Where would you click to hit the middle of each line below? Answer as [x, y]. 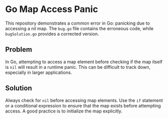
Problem [19, 49]
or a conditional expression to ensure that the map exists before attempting [83, 105]
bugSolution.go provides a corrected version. [52, 34]
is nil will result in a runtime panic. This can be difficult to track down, [78, 67]
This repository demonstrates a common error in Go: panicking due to [77, 23]
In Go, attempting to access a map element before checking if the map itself [84, 62]
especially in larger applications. [38, 72]
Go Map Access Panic [52, 9]
